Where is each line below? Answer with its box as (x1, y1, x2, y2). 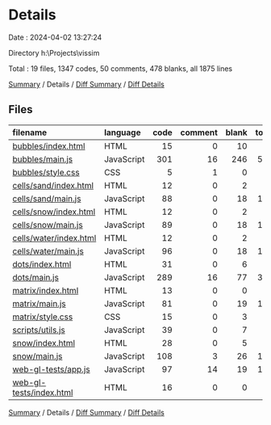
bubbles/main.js (12, 154, 73, 165)
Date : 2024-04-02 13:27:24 (8, 32, 102, 42)
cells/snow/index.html (12, 206, 96, 217)
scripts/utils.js (12, 324, 66, 335)
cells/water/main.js (12, 245, 85, 256)
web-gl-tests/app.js (12, 364, 90, 375)
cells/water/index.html (12, 232, 97, 243)
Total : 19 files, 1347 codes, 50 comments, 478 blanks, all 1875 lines (8, 63, 232, 74)
